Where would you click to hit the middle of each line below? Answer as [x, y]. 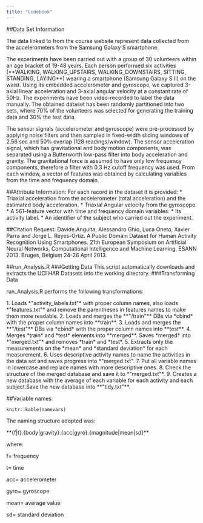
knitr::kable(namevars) [36, 409]
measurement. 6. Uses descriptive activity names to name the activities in [98, 354]
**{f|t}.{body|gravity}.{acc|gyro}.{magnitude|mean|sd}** [78, 432]
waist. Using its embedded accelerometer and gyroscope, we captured [95, 85]
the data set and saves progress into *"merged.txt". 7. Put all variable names [101, 361]
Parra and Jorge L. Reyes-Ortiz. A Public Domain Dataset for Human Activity [101, 235]
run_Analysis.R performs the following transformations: [75, 291]
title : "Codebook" [29, 12]
